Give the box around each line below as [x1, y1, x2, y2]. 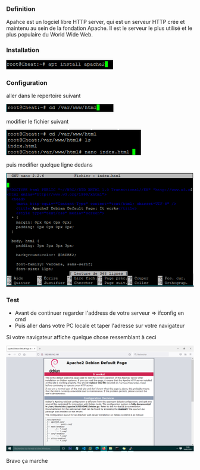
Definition [6, 5, 36, 13]
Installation [6, 46, 40, 54]
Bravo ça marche [6, 457, 48, 465]
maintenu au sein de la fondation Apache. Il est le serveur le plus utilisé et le [6, 24, 192, 32]
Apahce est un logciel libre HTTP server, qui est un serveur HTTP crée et [6, 19, 185, 26]
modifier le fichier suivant [6, 118, 69, 125]
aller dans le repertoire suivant [6, 92, 81, 99]
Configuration [6, 78, 48, 87]
